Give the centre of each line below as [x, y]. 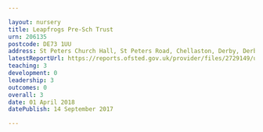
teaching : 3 [27, 66]
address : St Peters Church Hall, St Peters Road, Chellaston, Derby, [124, 52]
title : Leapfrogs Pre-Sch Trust [61, 29]
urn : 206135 [27, 37]
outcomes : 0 [27, 87]
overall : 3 [26, 95]
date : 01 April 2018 [42, 102]
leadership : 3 [31, 80]
